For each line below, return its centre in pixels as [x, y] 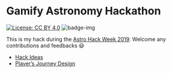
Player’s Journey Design [45, 63]
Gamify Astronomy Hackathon [84, 11]
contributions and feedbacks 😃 [45, 45]
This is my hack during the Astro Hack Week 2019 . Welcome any [86, 39]
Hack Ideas [29, 57]
